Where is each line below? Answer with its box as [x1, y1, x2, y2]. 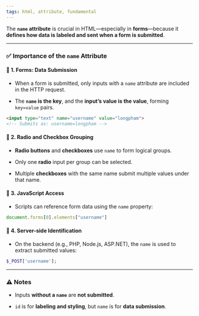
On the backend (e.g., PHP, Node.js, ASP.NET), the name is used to [14, 240, 176, 247]
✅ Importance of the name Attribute [6, 52, 108, 60]
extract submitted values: [14, 247, 77, 254]
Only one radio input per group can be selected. [14, 158, 133, 165]
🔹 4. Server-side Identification [6, 227, 82, 235]
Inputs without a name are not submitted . [14, 292, 114, 299]
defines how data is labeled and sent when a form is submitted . [6, 31, 165, 39]
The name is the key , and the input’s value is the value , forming [14, 97, 169, 105]
